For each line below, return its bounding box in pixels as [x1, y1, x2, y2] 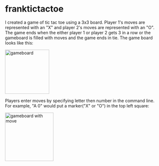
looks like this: [5, 40, 34, 45]
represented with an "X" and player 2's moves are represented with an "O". [5, 24, 155, 30]
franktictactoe [5, 3, 64, 15]
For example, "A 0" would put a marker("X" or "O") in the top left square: [5, 103, 149, 108]
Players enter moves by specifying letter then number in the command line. [5, 98, 155, 104]
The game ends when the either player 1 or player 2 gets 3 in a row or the [5, 30, 151, 35]
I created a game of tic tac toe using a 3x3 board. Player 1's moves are [5, 19, 145, 25]
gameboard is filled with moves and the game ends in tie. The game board [5, 35, 153, 41]
